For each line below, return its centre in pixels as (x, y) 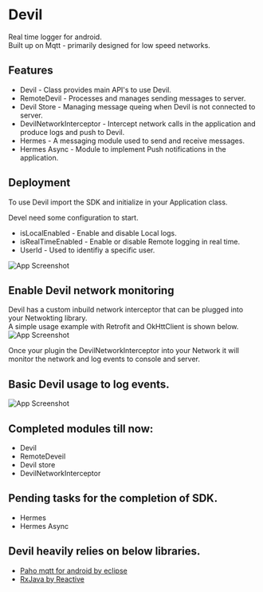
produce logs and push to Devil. (72, 132)
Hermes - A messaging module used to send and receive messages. (132, 141)
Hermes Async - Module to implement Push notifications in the (123, 149)
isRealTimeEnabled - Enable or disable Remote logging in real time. (130, 241)
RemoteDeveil (43, 456)
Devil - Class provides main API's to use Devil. (95, 89)
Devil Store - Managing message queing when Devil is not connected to (137, 106)
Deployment (39, 183)
